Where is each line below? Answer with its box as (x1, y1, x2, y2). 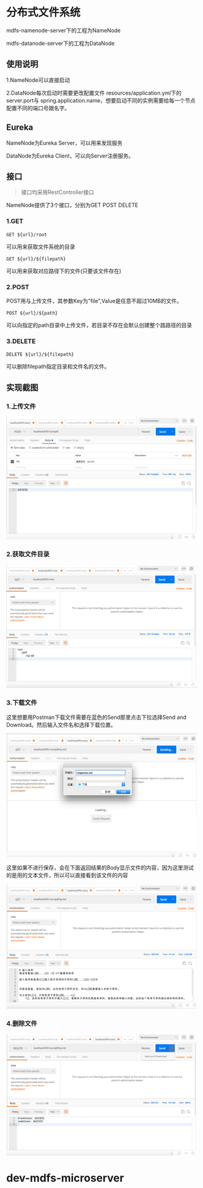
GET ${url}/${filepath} (6, 256, 66, 262)
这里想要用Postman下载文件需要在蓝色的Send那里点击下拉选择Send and (6, 713, 187, 721)
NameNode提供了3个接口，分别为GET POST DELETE (6, 201, 138, 209)
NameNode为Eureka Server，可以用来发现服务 (6, 139, 123, 146)
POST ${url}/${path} (6, 310, 59, 316)
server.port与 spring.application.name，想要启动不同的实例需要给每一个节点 (6, 96, 196, 104)
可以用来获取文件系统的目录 (6, 243, 76, 250)
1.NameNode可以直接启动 (6, 76, 71, 84)
